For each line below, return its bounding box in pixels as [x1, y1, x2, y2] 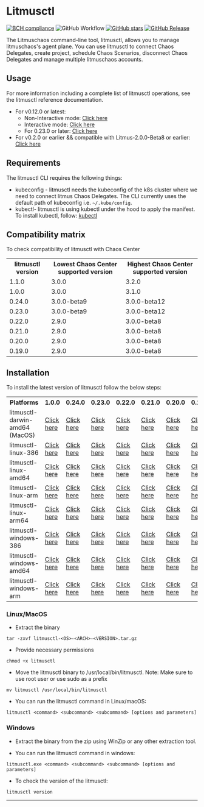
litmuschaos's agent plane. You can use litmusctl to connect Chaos [6, 43, 174, 50]
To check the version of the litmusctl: [15, 777, 108, 784]
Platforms [10, 398, 39, 407]
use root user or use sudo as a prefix [15, 675, 107, 683]
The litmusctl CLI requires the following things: [6, 174, 123, 181]
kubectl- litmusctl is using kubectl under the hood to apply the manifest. [15, 205, 195, 213]
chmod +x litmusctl [6, 658, 56, 664]
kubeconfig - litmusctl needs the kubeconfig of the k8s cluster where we [15, 186, 198, 193]
